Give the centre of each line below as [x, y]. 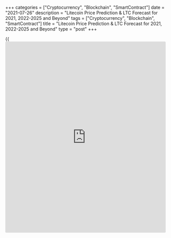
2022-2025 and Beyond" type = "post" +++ [51, 29]
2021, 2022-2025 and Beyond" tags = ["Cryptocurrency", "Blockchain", [80, 18]
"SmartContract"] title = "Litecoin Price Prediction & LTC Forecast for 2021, [84, 23]
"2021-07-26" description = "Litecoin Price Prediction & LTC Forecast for [81, 13]
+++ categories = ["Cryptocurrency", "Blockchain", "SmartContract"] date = [85, 7]
